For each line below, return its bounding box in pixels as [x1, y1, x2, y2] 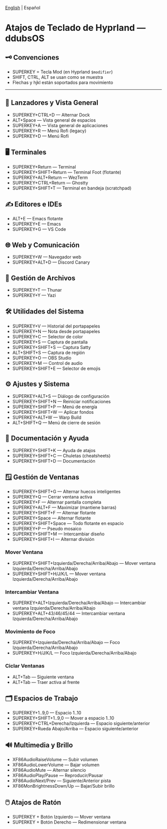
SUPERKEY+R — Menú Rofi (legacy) [12, 128, 86, 134]
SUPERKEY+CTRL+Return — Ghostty [12, 179, 88, 185]
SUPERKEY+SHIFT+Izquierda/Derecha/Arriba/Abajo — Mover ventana [12, 560, 156, 566]
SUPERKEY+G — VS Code [12, 226, 66, 232]
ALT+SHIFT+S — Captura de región [12, 349, 85, 355]
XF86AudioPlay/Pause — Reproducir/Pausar [12, 773, 103, 779]
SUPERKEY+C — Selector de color [12, 333, 83, 339]
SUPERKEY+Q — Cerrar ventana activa [12, 494, 92, 500]
